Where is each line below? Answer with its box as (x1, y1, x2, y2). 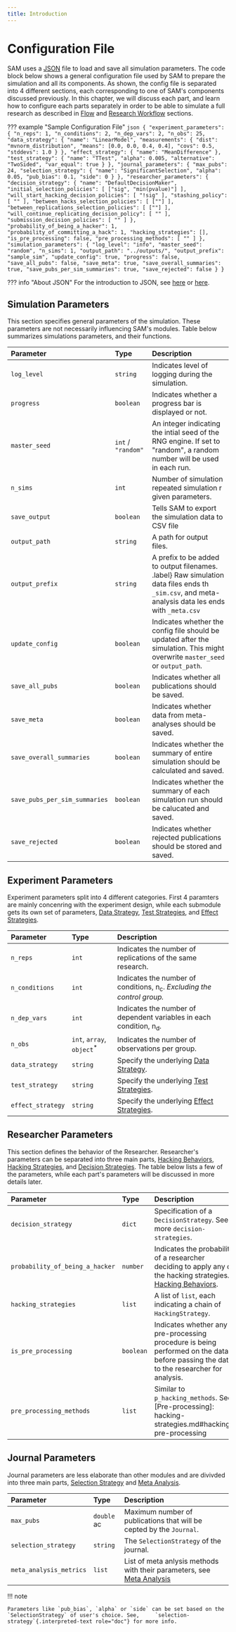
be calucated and (152, 804, 209, 814)
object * (71, 1043, 98, 1053)
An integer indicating (152, 419, 221, 428)
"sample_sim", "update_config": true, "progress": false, (7, 253, 181, 261)
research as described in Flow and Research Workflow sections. (7, 109, 193, 117)
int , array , (71, 1034, 107, 1044)
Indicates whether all (152, 672, 221, 682)
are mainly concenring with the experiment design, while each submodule (7, 901, 221, 909)
